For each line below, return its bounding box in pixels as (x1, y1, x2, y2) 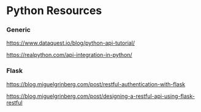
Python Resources (6, 4, 102, 18)
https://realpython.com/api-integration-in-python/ (6, 51, 133, 59)
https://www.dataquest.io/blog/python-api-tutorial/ (6, 39, 135, 47)
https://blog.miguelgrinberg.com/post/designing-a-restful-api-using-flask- (6, 92, 195, 100)
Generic (6, 26, 31, 34)
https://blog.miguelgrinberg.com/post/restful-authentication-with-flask (6, 80, 186, 88)
